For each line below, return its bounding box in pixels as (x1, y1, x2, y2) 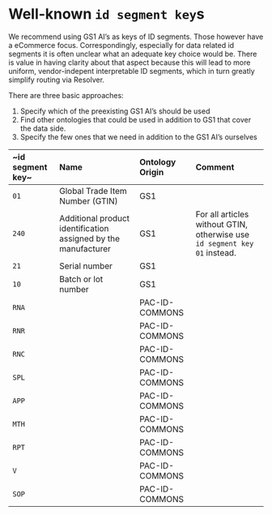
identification (59, 222, 109, 234)
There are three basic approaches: (8, 90, 124, 100)
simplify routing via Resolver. (8, 75, 105, 84)
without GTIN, (195, 218, 249, 230)
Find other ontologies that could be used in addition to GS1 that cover (19, 114, 252, 124)
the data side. (19, 123, 66, 133)
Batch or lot (59, 273, 104, 285)
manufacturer (59, 242, 112, 254)
